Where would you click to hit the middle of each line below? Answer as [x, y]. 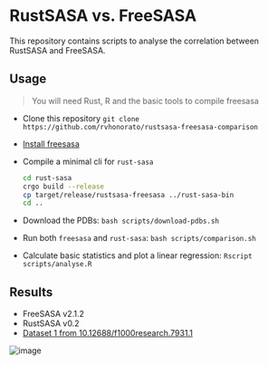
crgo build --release [63, 187]
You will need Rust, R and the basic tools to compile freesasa [145, 101]
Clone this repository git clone [81, 118]
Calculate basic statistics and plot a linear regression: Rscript [137, 255]
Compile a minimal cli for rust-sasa [88, 161]
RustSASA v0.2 [51, 323]
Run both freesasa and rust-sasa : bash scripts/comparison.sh [139, 238]
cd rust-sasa [47, 178]
